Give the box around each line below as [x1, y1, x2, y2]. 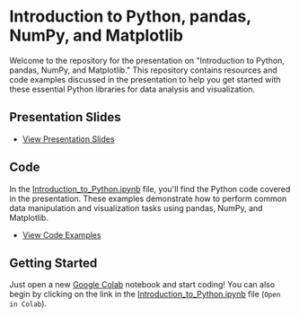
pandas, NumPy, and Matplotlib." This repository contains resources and [9, 65, 278, 75]
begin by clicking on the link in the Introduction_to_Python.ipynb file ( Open [9, 289, 281, 300]
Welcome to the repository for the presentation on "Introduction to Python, [9, 55, 286, 66]
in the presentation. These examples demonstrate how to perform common [9, 193, 287, 204]
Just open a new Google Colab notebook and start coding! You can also [9, 279, 276, 290]
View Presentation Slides [22, 133, 115, 145]
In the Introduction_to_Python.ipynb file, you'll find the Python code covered [9, 183, 291, 194]
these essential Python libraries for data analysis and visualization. [9, 84, 256, 94]
